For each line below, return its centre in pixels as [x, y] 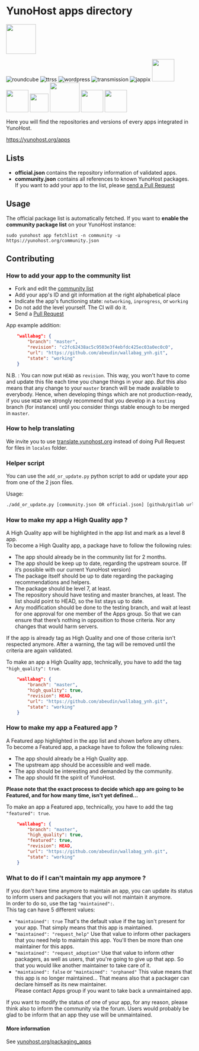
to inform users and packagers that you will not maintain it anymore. [89, 897]
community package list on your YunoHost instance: [71, 225]
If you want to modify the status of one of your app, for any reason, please [97, 1002]
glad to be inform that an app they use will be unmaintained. [79, 1015]
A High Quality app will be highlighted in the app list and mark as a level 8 [96, 533]
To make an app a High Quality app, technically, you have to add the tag [94, 662]
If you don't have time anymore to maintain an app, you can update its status [99, 891]
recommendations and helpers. [53, 582]
